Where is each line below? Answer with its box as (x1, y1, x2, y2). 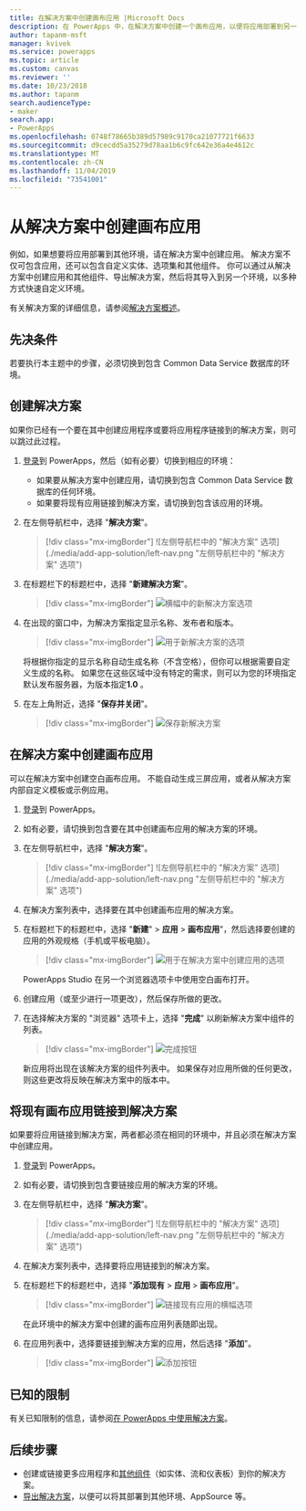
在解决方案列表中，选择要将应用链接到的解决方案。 (22, 1261, 215, 1272)
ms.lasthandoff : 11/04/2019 (9, 166, 117, 175)
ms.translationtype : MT (9, 149, 100, 158)
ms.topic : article (9, 56, 79, 65)
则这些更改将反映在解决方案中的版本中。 (22, 1074, 175, 1085)
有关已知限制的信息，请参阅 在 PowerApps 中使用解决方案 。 (9, 1412, 233, 1424)
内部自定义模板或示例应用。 (9, 784, 114, 795)
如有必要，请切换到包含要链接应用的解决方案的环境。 (22, 1180, 223, 1191)
